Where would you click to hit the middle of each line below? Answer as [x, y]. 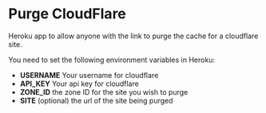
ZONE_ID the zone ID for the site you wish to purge [104, 92]
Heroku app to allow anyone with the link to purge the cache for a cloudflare [133, 36]
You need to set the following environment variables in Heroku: [112, 60]
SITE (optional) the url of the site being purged [96, 100]
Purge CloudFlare [67, 14]
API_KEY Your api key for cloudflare [79, 84]
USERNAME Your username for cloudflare [89, 75]
